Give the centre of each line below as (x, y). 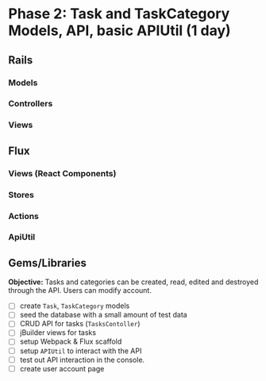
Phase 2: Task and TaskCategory (119, 14)
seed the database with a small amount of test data (104, 315)
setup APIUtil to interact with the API (81, 351)
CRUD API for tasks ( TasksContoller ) (80, 324)
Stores (21, 194)
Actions (24, 216)
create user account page (62, 368)
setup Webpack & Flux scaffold (71, 341)
